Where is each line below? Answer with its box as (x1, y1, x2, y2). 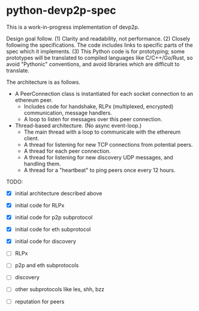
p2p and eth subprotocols (14, 262, 79, 269)
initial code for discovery (14, 238, 77, 245)
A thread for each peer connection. (23, 147, 111, 155)
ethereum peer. (14, 96, 53, 104)
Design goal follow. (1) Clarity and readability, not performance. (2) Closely (6, 35, 191, 42)
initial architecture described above (14, 189, 102, 197)
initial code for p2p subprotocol (14, 214, 93, 221)
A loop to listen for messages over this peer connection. (23, 115, 162, 123)
